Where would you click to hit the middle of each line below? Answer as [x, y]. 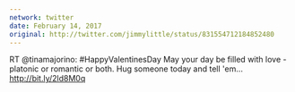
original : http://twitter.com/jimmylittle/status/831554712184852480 [142, 34]
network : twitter [42, 17]
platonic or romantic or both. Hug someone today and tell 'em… [126, 69]
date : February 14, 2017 [56, 26]
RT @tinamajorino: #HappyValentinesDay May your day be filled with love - [148, 60]
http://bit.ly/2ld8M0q [48, 79]
